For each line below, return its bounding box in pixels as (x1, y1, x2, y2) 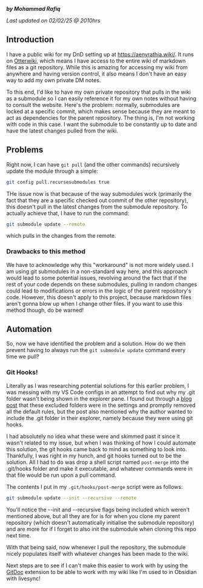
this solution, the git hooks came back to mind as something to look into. (6, 445, 187, 452)
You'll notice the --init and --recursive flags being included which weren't (6, 506, 190, 513)
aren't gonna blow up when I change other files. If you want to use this (6, 300, 183, 307)
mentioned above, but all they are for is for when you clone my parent (6, 512, 181, 519)
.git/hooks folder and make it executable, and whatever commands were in (6, 465, 193, 472)
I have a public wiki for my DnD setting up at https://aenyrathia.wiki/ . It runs (6, 50, 194, 58)
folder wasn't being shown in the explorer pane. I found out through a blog (6, 395, 192, 402)
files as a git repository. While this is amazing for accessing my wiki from (6, 63, 188, 71)
